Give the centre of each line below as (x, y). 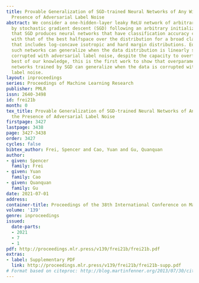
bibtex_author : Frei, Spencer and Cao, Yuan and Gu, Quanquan (84, 150)
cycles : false (24, 144)
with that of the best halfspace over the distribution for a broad (98, 39)
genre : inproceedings (33, 216)
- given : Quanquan (29, 183)
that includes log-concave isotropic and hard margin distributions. (99, 45)
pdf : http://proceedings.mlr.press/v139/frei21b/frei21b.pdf (83, 249)
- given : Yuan (24, 172)
